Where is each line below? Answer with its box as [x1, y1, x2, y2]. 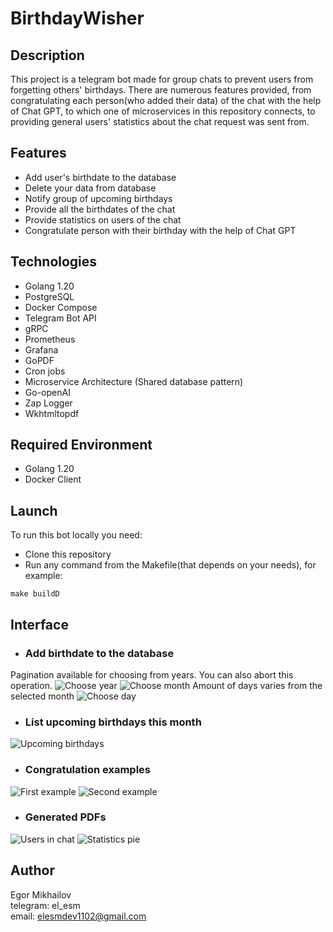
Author [10, 862, 55, 879]
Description [10, 47, 85, 64]
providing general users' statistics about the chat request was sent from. [10, 116, 310, 127]
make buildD [10, 589, 60, 599]
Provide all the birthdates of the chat [24, 203, 176, 215]
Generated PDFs [24, 810, 107, 824]
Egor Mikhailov [10, 888, 72, 901]
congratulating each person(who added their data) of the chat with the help [10, 95, 322, 106]
